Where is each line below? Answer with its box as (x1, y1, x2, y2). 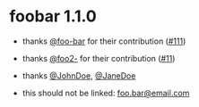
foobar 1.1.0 (9, 6, 97, 27)
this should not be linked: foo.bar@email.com (22, 87, 190, 98)
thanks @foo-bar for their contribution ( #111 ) (22, 36, 186, 46)
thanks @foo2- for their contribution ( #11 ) (22, 53, 176, 63)
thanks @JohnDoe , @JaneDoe (22, 70, 136, 81)
